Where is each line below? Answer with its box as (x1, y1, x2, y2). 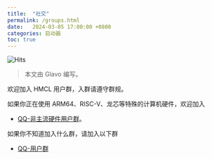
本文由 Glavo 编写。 (24, 70, 82, 78)
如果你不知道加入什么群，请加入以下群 (7, 130, 118, 138)
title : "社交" (7, 10, 50, 18)
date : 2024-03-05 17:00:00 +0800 (7, 23, 112, 30)
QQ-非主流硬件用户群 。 (17, 115, 86, 123)
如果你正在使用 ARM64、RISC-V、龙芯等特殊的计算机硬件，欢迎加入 (7, 99, 206, 109)
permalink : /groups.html (7, 17, 80, 24)
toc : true (7, 36, 37, 43)
